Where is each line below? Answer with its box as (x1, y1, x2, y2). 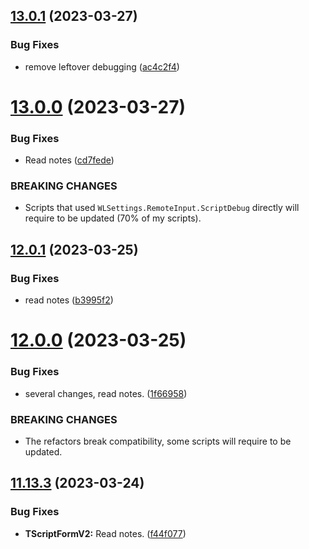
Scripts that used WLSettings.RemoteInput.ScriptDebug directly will (24, 202, 300, 214)
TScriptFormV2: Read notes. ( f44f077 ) (24, 527, 187, 539)
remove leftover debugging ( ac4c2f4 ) (24, 60, 180, 73)
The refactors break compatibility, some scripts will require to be (24, 435, 292, 447)
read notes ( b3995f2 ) (24, 294, 114, 306)
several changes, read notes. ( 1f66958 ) (24, 387, 188, 399)
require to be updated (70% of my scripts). (24, 212, 202, 224)
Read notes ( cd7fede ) (24, 154, 115, 166)
